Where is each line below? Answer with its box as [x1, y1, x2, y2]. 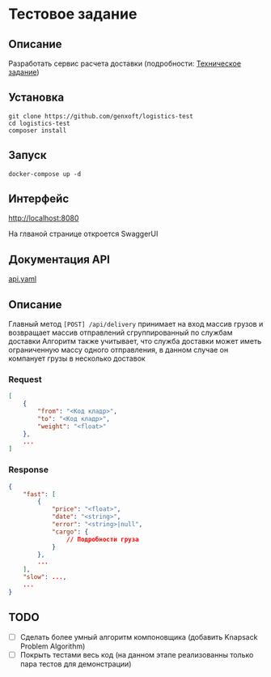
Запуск [8, 148, 47, 162]
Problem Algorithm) [19, 641, 86, 651]
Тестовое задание [8, 5, 138, 24]
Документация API [8, 252, 111, 266]
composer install [8, 126, 67, 135]
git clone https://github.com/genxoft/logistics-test [8, 112, 194, 120]
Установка [8, 91, 65, 105]
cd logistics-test [8, 119, 70, 127]
